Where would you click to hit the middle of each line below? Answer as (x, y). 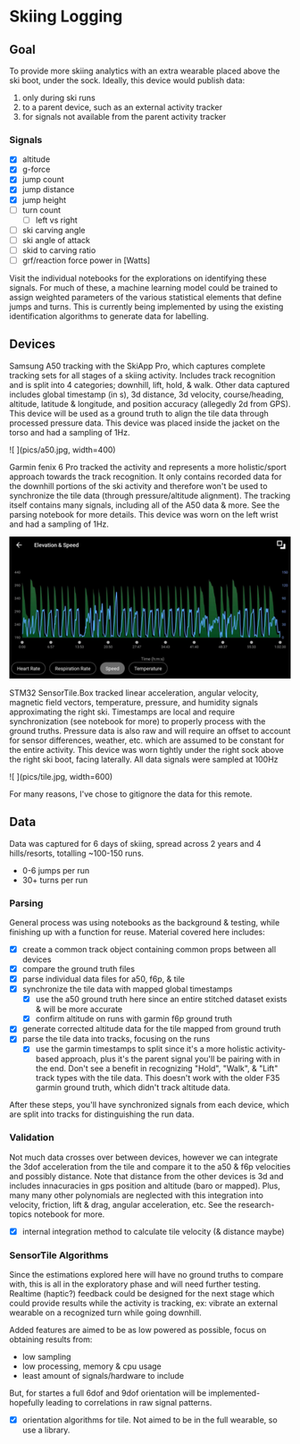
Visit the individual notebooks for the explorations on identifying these (138, 278)
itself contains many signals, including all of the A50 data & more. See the (145, 505)
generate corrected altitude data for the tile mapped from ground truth (151, 1029)
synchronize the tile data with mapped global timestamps (127, 989)
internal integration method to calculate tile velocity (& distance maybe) (153, 1231)
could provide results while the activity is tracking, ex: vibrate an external (144, 1304)
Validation (32, 1137)
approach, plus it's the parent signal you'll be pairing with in (171, 1059)
